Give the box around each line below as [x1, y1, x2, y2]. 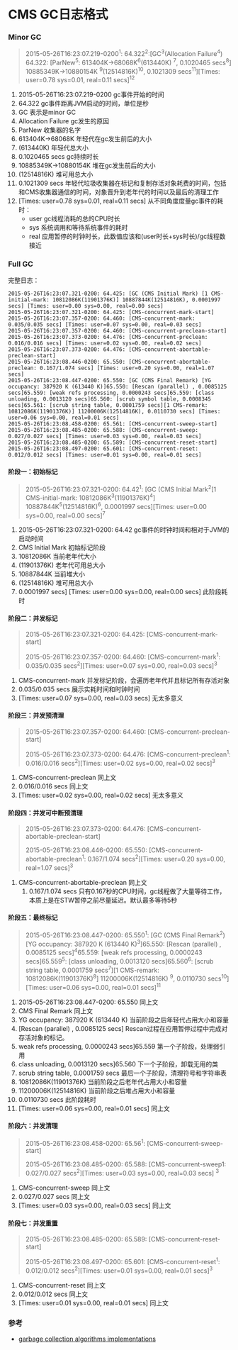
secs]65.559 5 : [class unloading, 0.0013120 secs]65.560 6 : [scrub [25, 955, 214, 965]
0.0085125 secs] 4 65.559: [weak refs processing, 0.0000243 [25, 947, 203, 956]
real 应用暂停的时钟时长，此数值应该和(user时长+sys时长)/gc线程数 [28, 232, 226, 241]
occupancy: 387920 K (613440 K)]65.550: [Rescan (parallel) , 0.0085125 [8, 384, 227, 391]
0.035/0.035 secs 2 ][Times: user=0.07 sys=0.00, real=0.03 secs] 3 [25, 660, 218, 670]
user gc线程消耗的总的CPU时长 [28, 214, 120, 223]
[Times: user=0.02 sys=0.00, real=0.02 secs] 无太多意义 [18, 791, 183, 800]
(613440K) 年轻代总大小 [18, 143, 89, 152]
